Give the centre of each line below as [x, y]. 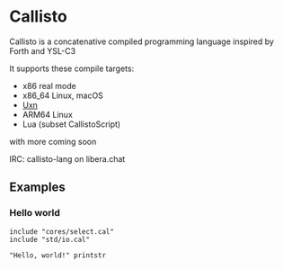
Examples [37, 188]
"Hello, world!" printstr [57, 255]
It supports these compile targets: [72, 68]
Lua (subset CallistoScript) [71, 124]
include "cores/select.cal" [62, 231]
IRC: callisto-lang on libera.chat [67, 158]
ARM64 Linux [48, 114]
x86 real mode [49, 85]
